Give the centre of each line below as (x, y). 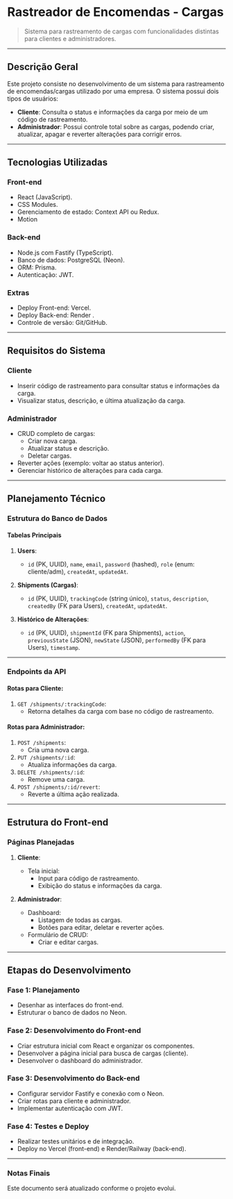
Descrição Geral (43, 67)
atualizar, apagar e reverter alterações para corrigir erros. (100, 134)
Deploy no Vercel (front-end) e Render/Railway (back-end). (102, 1149)
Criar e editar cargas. (68, 942)
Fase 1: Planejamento (44, 990)
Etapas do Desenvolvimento (69, 970)
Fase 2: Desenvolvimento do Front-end (74, 1030)
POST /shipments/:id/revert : (59, 787)
